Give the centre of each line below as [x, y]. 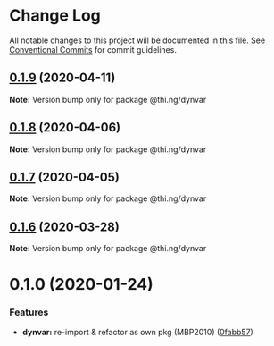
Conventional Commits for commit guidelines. [93, 49]
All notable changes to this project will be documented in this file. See [137, 40]
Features [29, 312]
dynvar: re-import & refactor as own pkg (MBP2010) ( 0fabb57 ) [138, 332]
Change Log [55, 16]
